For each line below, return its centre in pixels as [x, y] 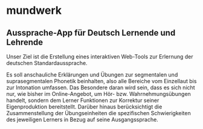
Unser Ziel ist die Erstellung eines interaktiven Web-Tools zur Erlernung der [100, 57]
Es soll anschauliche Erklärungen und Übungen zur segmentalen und [92, 75]
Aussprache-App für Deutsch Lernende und [91, 33]
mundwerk [34, 11]
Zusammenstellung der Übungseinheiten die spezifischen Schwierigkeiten [99, 113]
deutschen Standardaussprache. [47, 63]
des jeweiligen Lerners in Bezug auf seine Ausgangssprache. [82, 119]
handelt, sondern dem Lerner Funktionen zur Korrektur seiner [83, 100]
